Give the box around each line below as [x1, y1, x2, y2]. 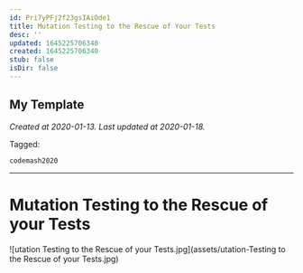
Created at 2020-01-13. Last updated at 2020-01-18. [9, 121, 206, 132]
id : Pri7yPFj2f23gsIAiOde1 [9, 13, 111, 23]
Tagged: [9, 138, 41, 149]
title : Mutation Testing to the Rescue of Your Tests [9, 22, 216, 31]
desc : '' [9, 30, 42, 39]
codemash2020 [9, 155, 59, 165]
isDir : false [9, 64, 59, 73]
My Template [9, 97, 85, 113]
